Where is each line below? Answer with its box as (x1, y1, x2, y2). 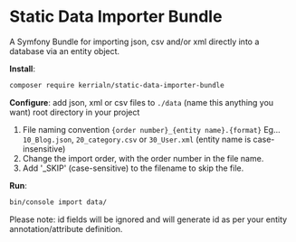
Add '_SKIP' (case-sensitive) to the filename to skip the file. (22, 163, 244, 173)
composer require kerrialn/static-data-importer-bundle (9, 80, 224, 89)
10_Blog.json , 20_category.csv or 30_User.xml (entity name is (22, 134, 252, 144)
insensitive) (22, 143, 66, 154)
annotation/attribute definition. (9, 223, 123, 234)
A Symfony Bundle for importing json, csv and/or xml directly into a (9, 36, 260, 47)
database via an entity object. (9, 45, 120, 56)
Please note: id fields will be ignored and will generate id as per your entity (9, 214, 288, 225)
